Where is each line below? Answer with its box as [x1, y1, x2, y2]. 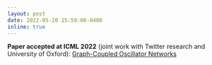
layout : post [7, 10, 46, 17]
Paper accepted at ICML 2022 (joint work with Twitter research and [7, 43, 206, 51]
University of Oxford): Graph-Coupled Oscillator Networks [7, 50, 177, 58]
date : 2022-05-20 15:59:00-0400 [7, 17, 102, 24]
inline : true [7, 23, 46, 30]
